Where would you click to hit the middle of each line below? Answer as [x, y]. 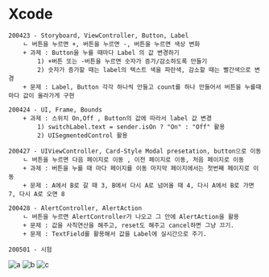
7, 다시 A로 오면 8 [37, 194]
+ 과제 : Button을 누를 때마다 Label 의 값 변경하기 [101, 52]
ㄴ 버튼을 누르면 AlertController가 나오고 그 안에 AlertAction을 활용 [131, 216]
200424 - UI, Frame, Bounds [56, 110]
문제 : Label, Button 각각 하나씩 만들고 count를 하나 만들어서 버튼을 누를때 [145, 87]
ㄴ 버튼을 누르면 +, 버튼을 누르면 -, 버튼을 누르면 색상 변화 [112, 44]
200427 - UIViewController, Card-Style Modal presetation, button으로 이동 [135, 151]
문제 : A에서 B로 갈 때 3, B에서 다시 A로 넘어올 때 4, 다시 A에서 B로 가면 [142, 185]
